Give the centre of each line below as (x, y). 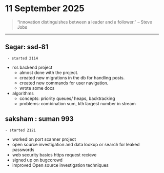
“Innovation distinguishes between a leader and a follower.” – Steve (84, 22)
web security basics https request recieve (54, 154)
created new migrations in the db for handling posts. (72, 77)
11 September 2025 (45, 9)
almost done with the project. (49, 72)
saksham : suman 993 (40, 119)
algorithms (23, 93)
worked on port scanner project (44, 139)
